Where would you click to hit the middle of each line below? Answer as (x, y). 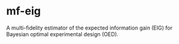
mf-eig (24, 11)
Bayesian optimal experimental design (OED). (62, 34)
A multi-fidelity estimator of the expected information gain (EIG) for (89, 28)
